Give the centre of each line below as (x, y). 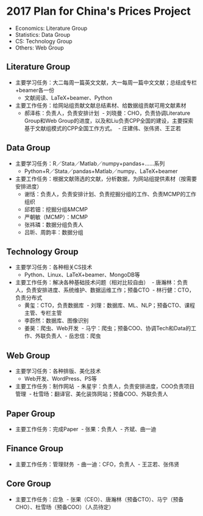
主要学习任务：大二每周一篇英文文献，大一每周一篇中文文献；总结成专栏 (106, 82)
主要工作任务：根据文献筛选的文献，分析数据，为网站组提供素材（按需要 (106, 179)
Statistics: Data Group (43, 34)
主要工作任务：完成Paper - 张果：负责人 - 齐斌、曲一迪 (86, 429)
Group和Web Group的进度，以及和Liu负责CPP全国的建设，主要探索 (109, 120)
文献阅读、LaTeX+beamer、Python (68, 98)
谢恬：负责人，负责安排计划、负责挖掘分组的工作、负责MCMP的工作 (110, 194)
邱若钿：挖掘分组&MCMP (56, 209)
